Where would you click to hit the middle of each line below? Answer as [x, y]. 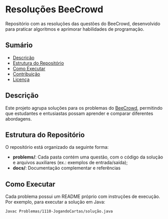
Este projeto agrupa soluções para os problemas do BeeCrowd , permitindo [84, 108]
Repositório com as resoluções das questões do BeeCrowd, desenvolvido [83, 24]
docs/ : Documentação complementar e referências [67, 168]
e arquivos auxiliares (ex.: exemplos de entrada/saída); [70, 163]
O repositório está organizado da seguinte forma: [57, 147]
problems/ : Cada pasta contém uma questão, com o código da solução [88, 157]
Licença [21, 79]
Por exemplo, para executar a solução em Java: [55, 202]
